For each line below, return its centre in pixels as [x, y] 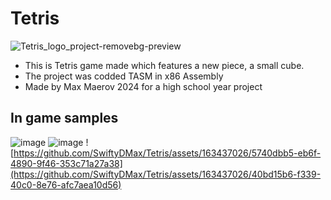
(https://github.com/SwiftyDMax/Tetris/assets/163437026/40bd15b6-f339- [166, 174]
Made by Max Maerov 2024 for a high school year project [143, 86]
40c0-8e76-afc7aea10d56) [66, 184]
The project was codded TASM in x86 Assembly [124, 76]
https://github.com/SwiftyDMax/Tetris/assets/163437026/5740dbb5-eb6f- [167, 153]
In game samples [64, 118]
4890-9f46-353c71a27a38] [66, 163]
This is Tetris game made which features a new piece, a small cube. [164, 65]
